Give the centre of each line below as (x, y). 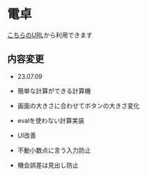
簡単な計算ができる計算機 (54, 91)
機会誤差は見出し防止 (48, 165)
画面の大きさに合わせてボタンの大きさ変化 (78, 105)
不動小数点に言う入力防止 (54, 150)
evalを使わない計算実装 (51, 120)
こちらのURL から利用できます (50, 35)
